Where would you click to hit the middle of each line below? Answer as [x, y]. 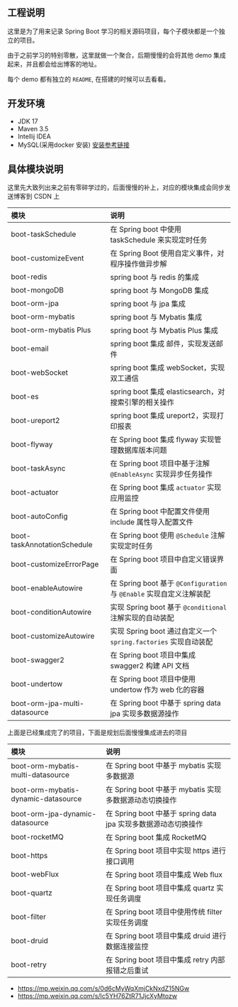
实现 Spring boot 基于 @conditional [169, 607]
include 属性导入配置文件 [152, 522]
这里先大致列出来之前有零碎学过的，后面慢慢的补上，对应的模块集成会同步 [116, 187]
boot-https [29, 856]
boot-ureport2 [35, 421]
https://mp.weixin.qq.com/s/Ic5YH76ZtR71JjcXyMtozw [97, 996]
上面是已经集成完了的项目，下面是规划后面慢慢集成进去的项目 [97, 732]
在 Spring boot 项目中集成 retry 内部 [165, 960]
